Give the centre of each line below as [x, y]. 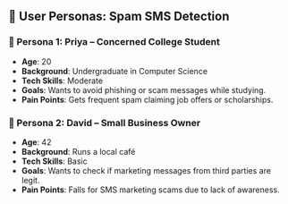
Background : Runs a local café [78, 151]
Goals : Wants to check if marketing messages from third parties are [146, 170]
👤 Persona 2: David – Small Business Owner [105, 123]
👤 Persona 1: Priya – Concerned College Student [114, 42]
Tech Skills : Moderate [62, 81]
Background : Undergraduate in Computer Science [114, 71]
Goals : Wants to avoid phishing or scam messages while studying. [144, 89]
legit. [30, 180]
